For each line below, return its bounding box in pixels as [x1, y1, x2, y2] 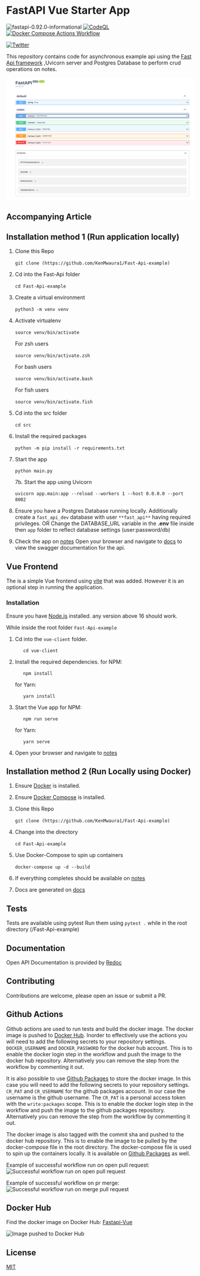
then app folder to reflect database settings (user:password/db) [14, 526, 171, 534]
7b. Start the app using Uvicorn [14, 479, 93, 486]
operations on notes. [6, 65, 57, 72]
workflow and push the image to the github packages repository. [6, 1107, 165, 1114]
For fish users [14, 386, 49, 394]
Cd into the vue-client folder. [14, 635, 88, 642]
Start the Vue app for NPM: [14, 704, 82, 711]
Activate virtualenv [14, 317, 61, 324]
